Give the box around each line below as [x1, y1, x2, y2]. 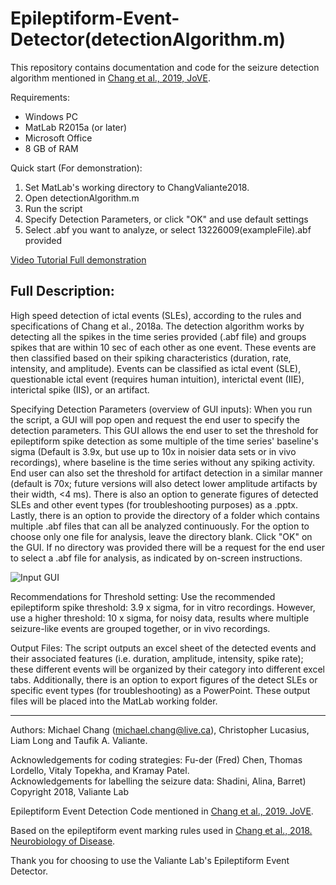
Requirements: [10, 91, 70, 103]
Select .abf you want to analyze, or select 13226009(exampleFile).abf [24, 223, 312, 236]
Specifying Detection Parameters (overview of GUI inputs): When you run [10, 403, 313, 415]
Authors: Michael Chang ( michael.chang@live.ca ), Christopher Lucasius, [10, 723, 310, 736]
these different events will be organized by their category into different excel [10, 663, 325, 675]
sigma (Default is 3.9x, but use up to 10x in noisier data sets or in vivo [10, 445, 297, 457]
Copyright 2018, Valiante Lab [10, 785, 129, 797]
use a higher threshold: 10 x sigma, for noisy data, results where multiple [10, 612, 310, 624]
